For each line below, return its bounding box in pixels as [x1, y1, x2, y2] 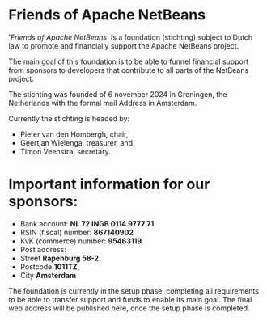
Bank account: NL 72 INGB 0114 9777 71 [19, 218, 155, 228]
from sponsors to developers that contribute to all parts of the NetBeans [8, 65, 249, 74]
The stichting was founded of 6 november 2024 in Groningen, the [8, 89, 228, 99]
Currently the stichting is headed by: [8, 113, 130, 123]
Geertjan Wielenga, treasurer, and [19, 137, 133, 147]
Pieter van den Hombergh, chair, [19, 129, 129, 139]
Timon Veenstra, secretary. [19, 146, 111, 156]
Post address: [19, 244, 66, 254]
